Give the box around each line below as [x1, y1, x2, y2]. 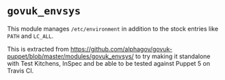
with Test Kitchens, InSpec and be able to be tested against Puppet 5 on [7, 59, 211, 67]
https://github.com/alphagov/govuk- [70, 45, 173, 53]
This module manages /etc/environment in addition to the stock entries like [7, 24, 219, 33]
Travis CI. [7, 66, 34, 75]
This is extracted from [7, 45, 70, 53]
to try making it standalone [135, 52, 211, 60]
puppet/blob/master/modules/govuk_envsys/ [7, 52, 134, 60]
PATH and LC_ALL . [7, 32, 54, 40]
